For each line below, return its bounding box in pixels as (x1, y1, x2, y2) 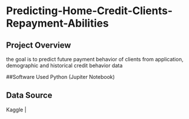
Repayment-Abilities (6, 16, 109, 30)
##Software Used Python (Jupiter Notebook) (6, 74, 115, 80)
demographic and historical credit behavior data (6, 62, 123, 69)
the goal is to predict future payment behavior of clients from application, (6, 56, 184, 62)
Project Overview (6, 40, 71, 50)
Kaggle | (6, 106, 26, 113)
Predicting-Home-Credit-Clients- (6, 4, 173, 18)
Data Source (6, 90, 52, 101)
